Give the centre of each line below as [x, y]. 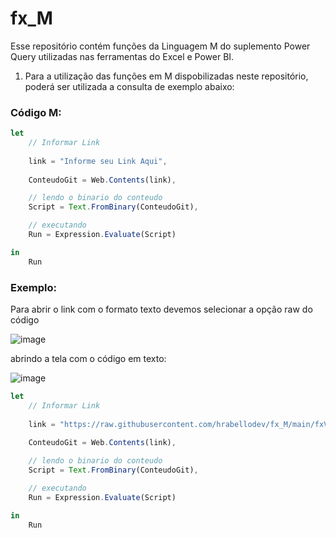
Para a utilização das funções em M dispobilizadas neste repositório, [166, 76]
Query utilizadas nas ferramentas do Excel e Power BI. [122, 56]
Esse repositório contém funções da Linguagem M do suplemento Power [160, 46]
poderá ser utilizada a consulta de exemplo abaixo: [129, 86]
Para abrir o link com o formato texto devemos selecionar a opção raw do [161, 309]
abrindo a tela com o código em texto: [88, 359]
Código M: [36, 112]
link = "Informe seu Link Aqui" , [98, 161]
